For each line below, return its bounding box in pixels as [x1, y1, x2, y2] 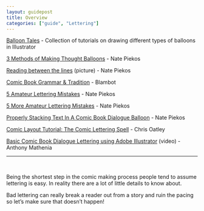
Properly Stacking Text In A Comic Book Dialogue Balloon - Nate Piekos [6, 114, 185, 122]
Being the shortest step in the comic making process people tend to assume [6, 173, 197, 181]
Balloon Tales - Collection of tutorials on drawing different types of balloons [6, 37, 196, 44]
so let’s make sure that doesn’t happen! [6, 198, 105, 206]
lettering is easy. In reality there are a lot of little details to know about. [6, 180, 182, 187]
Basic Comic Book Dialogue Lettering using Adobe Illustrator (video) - [6, 137, 181, 145]
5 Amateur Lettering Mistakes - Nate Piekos [6, 91, 115, 98]
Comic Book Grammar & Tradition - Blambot [6, 78, 117, 86]
